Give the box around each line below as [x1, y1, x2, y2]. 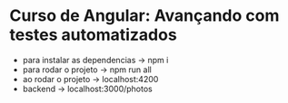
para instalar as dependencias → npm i [22, 54, 169, 65]
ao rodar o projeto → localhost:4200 [22, 73, 159, 84]
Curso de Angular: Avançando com [9, 5, 280, 26]
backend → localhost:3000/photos [22, 83, 153, 94]
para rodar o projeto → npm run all [22, 64, 152, 75]
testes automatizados [9, 24, 177, 45]
